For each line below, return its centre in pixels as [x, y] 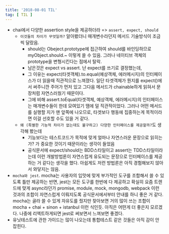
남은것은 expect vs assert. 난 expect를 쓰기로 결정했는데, [85, 68]
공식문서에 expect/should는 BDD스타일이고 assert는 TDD [85, 150]
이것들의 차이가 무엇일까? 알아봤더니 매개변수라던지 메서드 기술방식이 [86, 36]
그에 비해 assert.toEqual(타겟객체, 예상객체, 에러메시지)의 [84, 99]
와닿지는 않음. [47, 169]
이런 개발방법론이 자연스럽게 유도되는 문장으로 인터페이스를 [95, 156]
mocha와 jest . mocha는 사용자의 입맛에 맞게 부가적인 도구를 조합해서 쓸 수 [86, 175]
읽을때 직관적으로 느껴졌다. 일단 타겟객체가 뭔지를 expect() [100, 80]
